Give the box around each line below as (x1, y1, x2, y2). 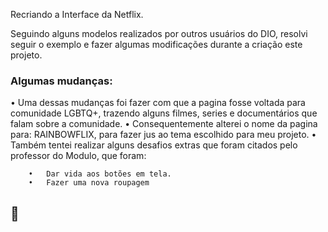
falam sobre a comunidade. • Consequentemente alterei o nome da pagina (10, 118, 318, 130)
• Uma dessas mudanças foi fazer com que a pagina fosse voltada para (10, 97, 306, 109)
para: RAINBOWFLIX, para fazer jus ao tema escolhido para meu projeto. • (10, 129, 317, 141)
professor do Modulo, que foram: (10, 150, 147, 162)
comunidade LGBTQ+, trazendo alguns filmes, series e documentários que (10, 107, 318, 119)
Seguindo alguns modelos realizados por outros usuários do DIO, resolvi (10, 28, 308, 39)
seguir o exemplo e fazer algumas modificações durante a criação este (10, 39, 303, 50)
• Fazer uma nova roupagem (28, 178, 150, 188)
